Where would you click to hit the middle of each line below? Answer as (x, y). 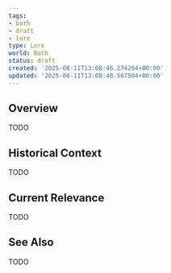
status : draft (32, 61)
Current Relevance (56, 198)
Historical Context (55, 153)
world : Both (28, 53)
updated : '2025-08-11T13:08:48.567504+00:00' (86, 76)
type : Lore (27, 46)
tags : (17, 16)
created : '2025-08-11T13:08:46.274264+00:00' (86, 68)
